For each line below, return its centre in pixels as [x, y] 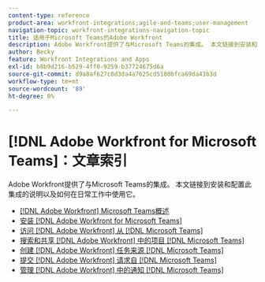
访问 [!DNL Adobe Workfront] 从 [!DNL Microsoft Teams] [111, 231]
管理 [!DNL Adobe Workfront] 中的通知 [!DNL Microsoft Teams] [121, 270]
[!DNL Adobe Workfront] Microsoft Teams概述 [94, 211]
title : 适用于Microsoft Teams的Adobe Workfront [86, 37]
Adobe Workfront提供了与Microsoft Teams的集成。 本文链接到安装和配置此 [130, 184]
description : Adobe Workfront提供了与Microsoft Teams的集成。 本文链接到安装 [130, 45]
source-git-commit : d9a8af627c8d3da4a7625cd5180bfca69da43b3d [112, 74]
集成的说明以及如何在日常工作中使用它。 [74, 195]
